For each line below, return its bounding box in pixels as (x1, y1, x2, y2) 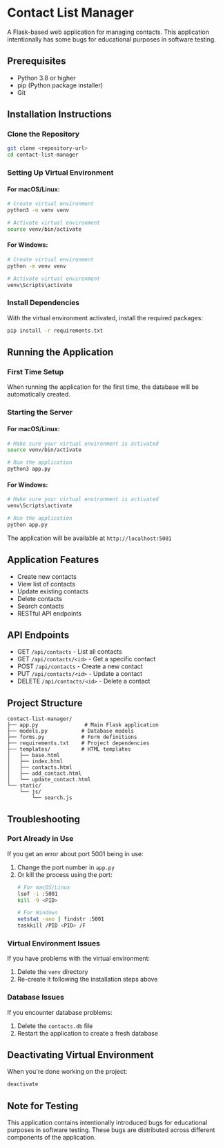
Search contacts (17, 602, 64, 610)
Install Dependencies (7, 298, 80, 308)
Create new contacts (17, 572, 77, 580)
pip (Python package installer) (17, 81, 104, 89)
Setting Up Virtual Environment (7, 168, 114, 177)
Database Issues (7, 993, 64, 1002)
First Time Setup (7, 367, 64, 376)
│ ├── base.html (7, 752, 60, 759)
